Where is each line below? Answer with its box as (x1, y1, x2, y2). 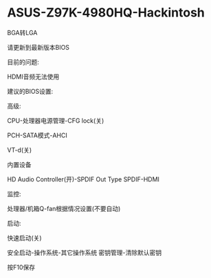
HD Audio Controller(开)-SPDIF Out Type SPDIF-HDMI (7, 175, 160, 183)
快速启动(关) (7, 233, 43, 242)
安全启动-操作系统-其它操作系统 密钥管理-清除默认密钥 (7, 248, 162, 257)
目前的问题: (7, 57, 40, 66)
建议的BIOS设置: (7, 87, 54, 95)
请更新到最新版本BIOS (7, 43, 70, 51)
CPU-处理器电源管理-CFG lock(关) (7, 116, 104, 125)
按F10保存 (7, 263, 36, 271)
